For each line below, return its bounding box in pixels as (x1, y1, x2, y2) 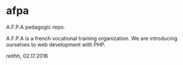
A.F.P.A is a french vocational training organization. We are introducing (6, 35, 178, 42)
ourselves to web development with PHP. (6, 41, 106, 48)
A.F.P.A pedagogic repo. (6, 23, 65, 30)
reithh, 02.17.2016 (6, 52, 48, 59)
